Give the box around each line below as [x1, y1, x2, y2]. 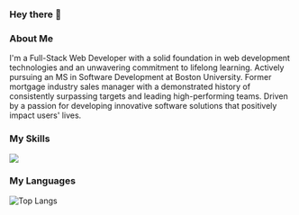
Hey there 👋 [9, 8, 61, 21]
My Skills [9, 132, 50, 145]
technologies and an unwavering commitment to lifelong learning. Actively [9, 62, 285, 73]
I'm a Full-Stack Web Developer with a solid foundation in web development [9, 53, 291, 64]
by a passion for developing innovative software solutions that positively [9, 101, 277, 112]
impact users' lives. [9, 110, 82, 121]
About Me [9, 31, 54, 44]
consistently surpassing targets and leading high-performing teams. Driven [9, 91, 288, 102]
